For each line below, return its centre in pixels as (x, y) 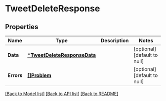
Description (115, 41)
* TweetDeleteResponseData (62, 55)
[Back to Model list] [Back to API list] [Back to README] (62, 94)
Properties (22, 27)
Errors (15, 75)
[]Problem (39, 75)
